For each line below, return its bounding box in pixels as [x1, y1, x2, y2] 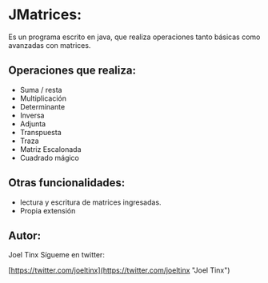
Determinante [19, 102, 66, 111]
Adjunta [19, 118, 46, 129]
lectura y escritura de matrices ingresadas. [19, 197, 162, 207]
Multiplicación [19, 94, 66, 103]
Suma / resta [19, 85, 62, 94]
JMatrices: [8, 6, 82, 24]
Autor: [8, 229, 42, 242]
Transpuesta [19, 127, 62, 137]
